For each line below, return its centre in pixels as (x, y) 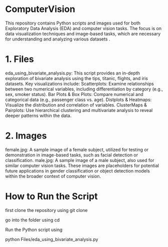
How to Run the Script (51, 196)
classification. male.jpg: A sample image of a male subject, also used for (80, 160)
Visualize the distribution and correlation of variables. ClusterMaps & (76, 105)
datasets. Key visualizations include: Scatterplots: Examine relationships (79, 83)
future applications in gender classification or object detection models (78, 170)
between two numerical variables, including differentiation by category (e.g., (84, 89)
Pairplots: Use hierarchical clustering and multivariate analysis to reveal (79, 110)
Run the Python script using (34, 229)
